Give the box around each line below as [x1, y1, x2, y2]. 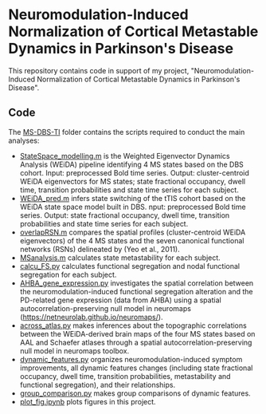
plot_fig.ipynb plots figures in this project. [19, 396, 157, 406]
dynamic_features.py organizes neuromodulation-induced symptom [19, 354, 243, 364]
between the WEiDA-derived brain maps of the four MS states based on [19, 329, 256, 338]
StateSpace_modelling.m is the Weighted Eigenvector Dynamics [19, 151, 230, 160]
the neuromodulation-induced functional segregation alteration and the [19, 286, 253, 296]
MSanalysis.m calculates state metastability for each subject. [19, 253, 221, 262]
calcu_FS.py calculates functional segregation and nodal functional [19, 261, 241, 270]
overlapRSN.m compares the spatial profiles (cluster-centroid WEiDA [19, 227, 246, 237]
